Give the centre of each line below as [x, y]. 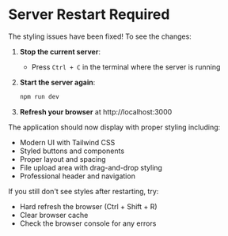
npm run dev [39, 96]
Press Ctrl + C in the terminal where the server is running [126, 67]
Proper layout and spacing [63, 159]
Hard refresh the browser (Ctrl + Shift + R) [88, 206]
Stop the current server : [60, 51]
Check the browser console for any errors [88, 223]
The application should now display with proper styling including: [114, 127]
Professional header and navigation [78, 176]
